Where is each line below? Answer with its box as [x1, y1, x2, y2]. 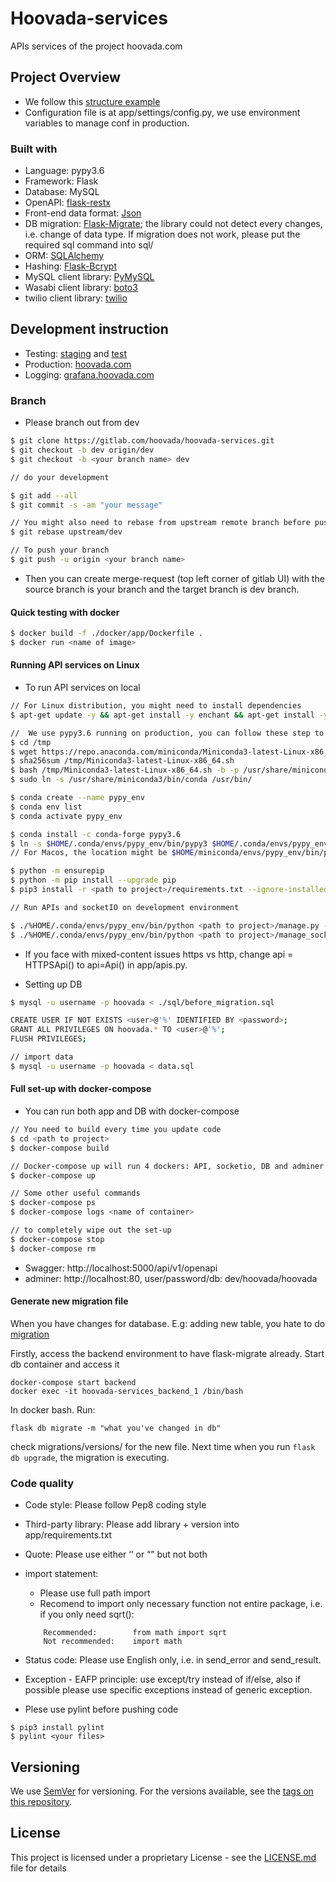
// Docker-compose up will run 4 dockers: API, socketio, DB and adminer [10, 1161, 325, 1171]
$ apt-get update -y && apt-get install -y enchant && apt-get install [10, 710, 315, 720]
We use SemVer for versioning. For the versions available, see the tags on [10, 1785, 314, 1797]
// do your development [10, 472, 110, 482]
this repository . [10, 1795, 73, 1807]
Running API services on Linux [10, 659, 140, 671]
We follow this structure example [24, 95, 161, 107]
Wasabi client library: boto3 [24, 282, 138, 294]
